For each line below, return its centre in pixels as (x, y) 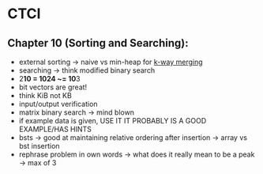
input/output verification (58, 104)
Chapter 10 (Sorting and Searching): (98, 43)
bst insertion (39, 146)
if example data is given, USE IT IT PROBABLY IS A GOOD (113, 121)
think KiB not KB (45, 95)
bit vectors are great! (53, 87)
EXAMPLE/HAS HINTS (55, 129)
